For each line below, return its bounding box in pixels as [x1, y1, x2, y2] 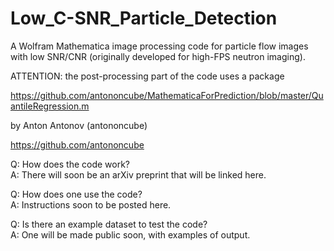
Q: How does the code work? [10, 158, 131, 170]
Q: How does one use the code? [10, 188, 143, 200]
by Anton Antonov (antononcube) [10, 119, 148, 131]
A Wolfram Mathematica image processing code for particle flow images [10, 40, 309, 52]
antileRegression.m [10, 100, 90, 112]
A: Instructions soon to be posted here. [10, 198, 172, 211]
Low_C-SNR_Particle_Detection [10, 7, 278, 30]
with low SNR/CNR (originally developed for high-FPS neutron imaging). [10, 50, 306, 62]
